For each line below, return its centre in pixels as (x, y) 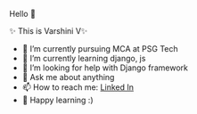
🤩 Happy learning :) (57, 100)
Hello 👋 (22, 14)
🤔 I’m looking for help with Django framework (105, 68)
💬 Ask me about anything (68, 77)
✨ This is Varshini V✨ (49, 31)
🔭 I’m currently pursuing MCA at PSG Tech (100, 49)
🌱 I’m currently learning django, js (84, 58)
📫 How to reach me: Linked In (78, 87)
